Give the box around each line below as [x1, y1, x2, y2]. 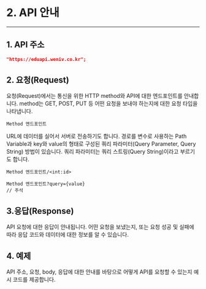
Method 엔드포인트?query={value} [6, 181, 86, 188]
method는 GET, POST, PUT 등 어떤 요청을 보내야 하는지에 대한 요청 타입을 [19, 100, 198, 108]
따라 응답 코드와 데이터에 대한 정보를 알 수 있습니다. [6, 231, 129, 239]
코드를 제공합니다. [12, 276, 56, 283]
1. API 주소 [6, 39, 45, 50]
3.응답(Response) [6, 205, 74, 216]
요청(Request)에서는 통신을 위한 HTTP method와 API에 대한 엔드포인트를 [6, 92, 183, 100]
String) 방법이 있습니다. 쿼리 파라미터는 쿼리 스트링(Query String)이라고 [6, 148, 179, 156]
